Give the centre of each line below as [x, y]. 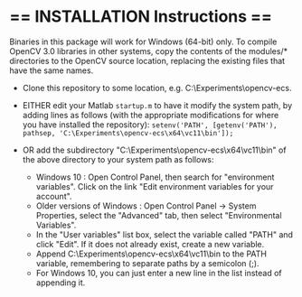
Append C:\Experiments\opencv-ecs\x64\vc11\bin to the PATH [151, 254]
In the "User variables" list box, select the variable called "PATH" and [165, 234]
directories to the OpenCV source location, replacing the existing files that [147, 60]
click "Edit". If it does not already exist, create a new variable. [150, 244]
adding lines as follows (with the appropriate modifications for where [151, 115]
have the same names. [52, 70]
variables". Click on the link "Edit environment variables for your [155, 186]
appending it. [61, 283]
